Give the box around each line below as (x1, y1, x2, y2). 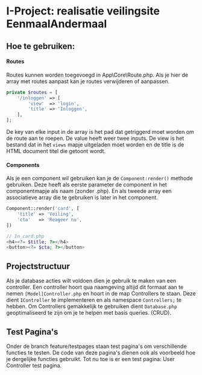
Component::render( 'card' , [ (6, 206, 80, 212)
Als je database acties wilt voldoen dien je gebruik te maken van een (6, 277, 177, 285)
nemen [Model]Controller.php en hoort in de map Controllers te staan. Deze (6, 290, 196, 297)
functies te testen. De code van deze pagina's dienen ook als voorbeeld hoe (6, 348, 196, 356)
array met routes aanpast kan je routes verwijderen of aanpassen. (6, 77, 170, 85)
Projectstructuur (6, 261, 71, 271)
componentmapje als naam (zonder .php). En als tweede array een (6, 187, 172, 195)
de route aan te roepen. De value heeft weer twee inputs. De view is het (6, 134, 185, 142)
